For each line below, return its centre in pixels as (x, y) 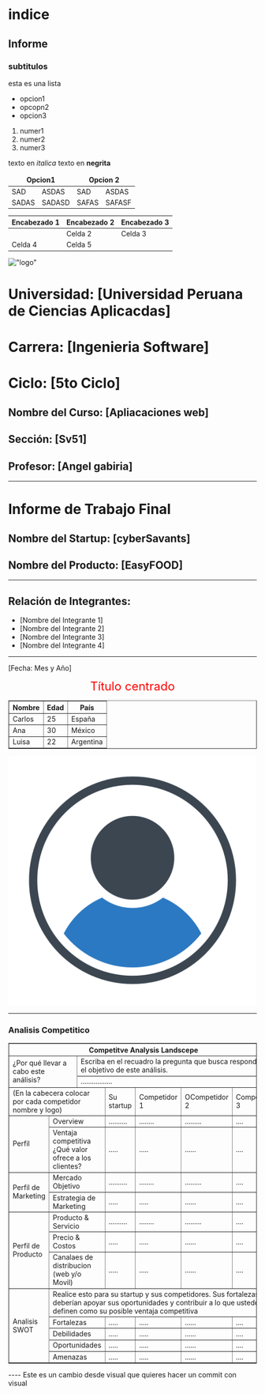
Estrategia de (74, 1198)
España (83, 719)
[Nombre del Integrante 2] (62, 629)
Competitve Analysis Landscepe (144, 1050)
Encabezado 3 (145, 222)
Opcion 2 (104, 180)
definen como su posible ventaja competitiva (125, 1311)
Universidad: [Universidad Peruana (125, 295)
